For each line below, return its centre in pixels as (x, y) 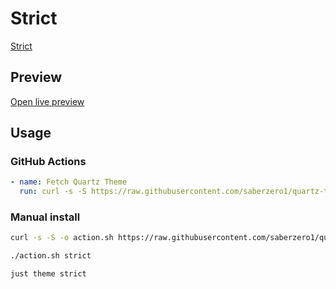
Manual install (45, 217)
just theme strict (48, 274)
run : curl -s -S (53, 192)
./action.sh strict (51, 256)
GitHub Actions (48, 162)
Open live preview (47, 101)
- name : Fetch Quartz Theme (69, 182)
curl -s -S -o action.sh (62, 238)
